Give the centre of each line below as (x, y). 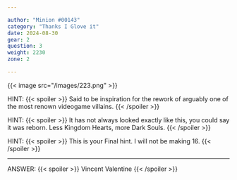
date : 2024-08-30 (33, 33)
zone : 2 (19, 59)
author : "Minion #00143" (44, 20)
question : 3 (25, 46)
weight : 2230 (26, 53)
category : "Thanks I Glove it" (53, 26)
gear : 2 (19, 39)
